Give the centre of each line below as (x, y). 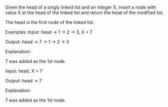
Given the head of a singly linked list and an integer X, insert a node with (81, 7)
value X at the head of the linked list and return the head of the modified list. (85, 13)
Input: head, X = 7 (24, 71)
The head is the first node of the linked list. (50, 22)
